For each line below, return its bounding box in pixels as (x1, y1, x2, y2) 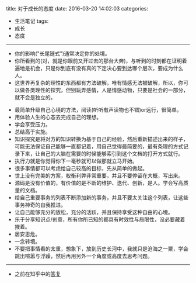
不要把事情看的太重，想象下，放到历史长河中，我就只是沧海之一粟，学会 (14, 245, 188, 252)
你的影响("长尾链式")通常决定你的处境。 (14, 50, 111, 57)
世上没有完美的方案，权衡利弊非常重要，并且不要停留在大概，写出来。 (14, 172, 184, 179)
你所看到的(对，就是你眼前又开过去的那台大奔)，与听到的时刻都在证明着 (14, 57, 188, 64)
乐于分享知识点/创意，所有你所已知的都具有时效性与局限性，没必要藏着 (14, 216, 185, 223)
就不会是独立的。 (14, 94, 56, 101)
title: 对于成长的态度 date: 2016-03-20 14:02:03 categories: (6, 5, 149, 12)
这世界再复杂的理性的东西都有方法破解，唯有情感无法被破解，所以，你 (14, 80, 184, 86)
